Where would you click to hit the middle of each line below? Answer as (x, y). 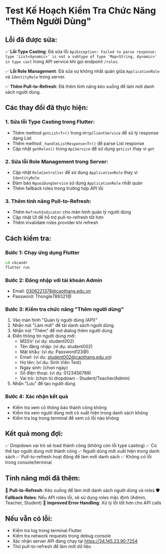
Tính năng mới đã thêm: (43, 478)
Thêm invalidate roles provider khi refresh (55, 223)
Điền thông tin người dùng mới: (44, 336)
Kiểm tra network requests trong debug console (62, 536)
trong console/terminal (29, 462)
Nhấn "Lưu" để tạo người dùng (44, 384)
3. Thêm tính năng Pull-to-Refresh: (48, 201)
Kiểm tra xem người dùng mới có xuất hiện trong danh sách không (80, 413)
